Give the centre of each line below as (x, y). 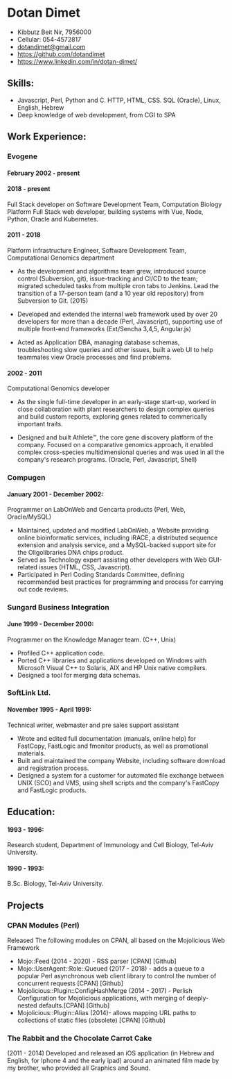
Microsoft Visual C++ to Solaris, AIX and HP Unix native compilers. (112, 667)
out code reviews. (43, 589)
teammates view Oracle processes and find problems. (94, 357)
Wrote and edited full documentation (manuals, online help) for (107, 738)
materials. (31, 753)
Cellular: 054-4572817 (49, 39)
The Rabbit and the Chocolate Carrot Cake (80, 1038)
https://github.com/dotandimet (61, 54)
